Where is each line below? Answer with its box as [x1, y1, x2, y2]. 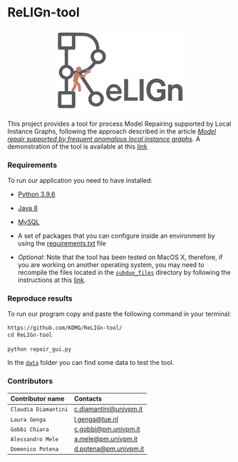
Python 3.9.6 [17, 190, 56, 199]
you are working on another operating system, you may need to [17, 261, 205, 269]
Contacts [73, 394, 102, 403]
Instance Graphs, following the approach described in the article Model [7, 126, 217, 136]
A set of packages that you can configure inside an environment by [17, 231, 215, 240]
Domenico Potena [10, 446, 59, 453]
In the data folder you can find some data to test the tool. [7, 358, 175, 367]
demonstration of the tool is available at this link [7, 142, 148, 151]
